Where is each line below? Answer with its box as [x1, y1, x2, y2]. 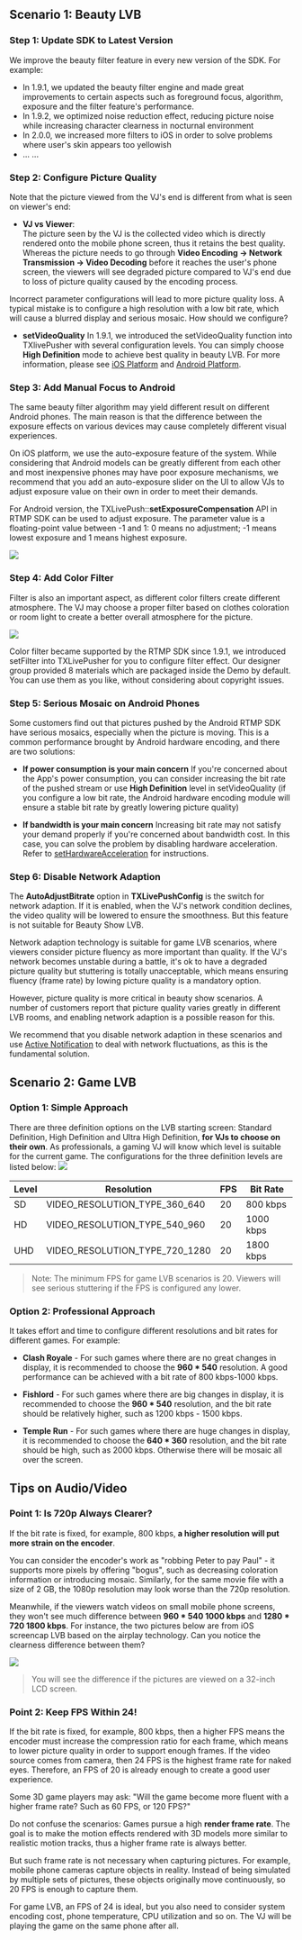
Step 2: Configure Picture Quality [9, 171, 157, 184]
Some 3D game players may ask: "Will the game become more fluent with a [9, 1791, 289, 1802]
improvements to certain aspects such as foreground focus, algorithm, [22, 91, 284, 102]
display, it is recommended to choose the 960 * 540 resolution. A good [22, 1362, 288, 1373]
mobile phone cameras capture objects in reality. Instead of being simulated [9, 1864, 290, 1876]
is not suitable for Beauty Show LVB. [9, 920, 144, 930]
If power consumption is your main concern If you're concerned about [22, 763, 288, 774]
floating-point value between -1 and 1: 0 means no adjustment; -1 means [9, 522, 277, 534]
